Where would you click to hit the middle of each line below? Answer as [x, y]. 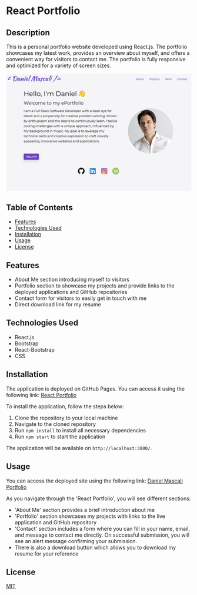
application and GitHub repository [56, 522]
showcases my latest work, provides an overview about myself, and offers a [98, 53]
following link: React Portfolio [41, 395]
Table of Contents [40, 207]
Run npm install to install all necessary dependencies [80, 430]
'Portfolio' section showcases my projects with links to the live [90, 516]
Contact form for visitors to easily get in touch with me [81, 298]
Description [28, 33]
